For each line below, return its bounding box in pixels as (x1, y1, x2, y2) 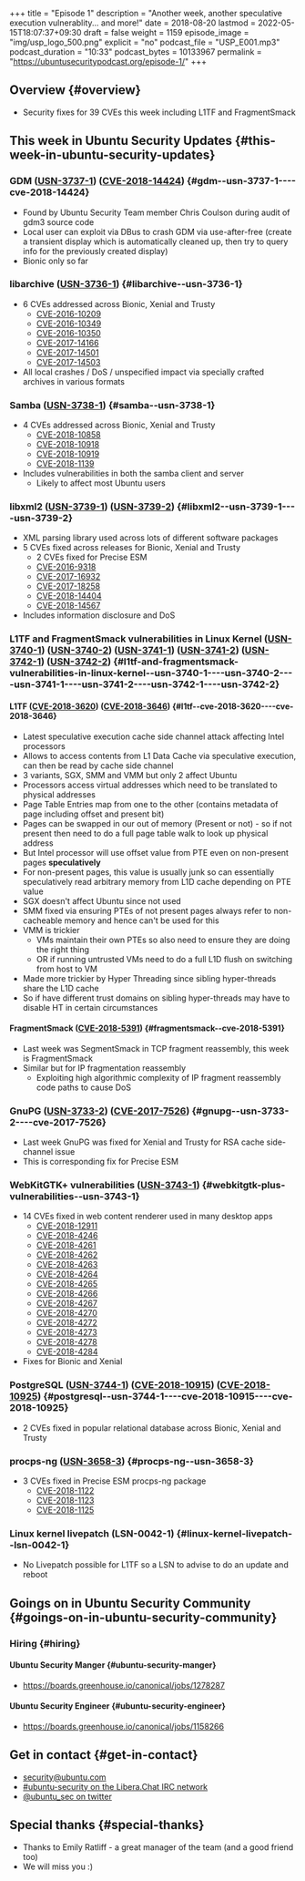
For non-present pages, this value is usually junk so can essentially (22, 866, 275, 878)
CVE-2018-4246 (36, 1230, 98, 1241)
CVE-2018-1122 (36, 1485, 95, 1496)
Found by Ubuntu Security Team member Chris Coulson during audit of (22, 207, 290, 218)
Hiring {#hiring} (9, 1637, 81, 1650)
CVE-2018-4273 (36, 1327, 97, 1338)
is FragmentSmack (22, 1053, 94, 1064)
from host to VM (36, 963, 98, 974)
